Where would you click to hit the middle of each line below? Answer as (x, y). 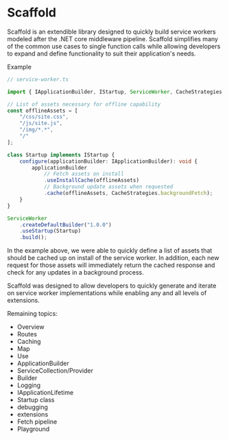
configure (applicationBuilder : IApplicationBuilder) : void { (108, 161)
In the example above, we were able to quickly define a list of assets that (110, 251)
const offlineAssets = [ (43, 111)
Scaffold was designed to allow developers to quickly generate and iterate (112, 286)
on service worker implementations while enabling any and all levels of (107, 293)
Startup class (36, 400)
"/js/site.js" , (41, 124)
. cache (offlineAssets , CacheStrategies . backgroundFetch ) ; (128, 194)
